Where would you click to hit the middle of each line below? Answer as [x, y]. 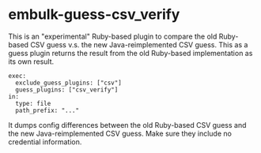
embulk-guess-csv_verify [94, 15]
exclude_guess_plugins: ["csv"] [69, 83]
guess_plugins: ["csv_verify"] [67, 90]
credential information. [45, 142]
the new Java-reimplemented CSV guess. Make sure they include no [120, 133]
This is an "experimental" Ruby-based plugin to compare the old [113, 36]
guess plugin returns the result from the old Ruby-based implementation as [130, 53]
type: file [33, 103]
